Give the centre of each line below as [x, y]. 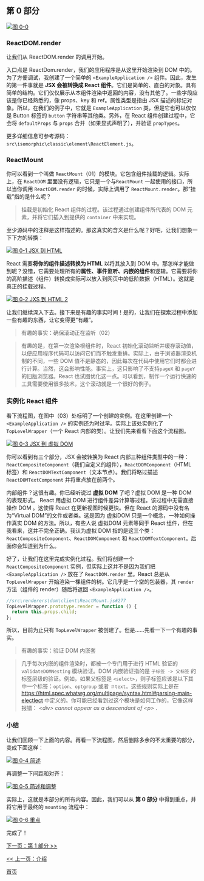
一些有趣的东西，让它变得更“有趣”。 [51, 320]
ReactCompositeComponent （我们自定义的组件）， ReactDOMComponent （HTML [99, 464]
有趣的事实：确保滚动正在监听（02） [67, 333]
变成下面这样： [25, 747]
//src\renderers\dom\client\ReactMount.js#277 [66, 601]
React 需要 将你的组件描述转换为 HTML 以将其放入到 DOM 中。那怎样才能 [98, 264]
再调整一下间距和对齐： [36, 773]
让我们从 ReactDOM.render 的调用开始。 [57, 57]
